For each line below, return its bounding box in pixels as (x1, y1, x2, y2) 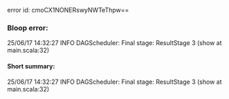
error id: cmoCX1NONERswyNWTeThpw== (7, 6, 129, 14)
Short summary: (7, 62, 55, 70)
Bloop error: (7, 23, 48, 33)
